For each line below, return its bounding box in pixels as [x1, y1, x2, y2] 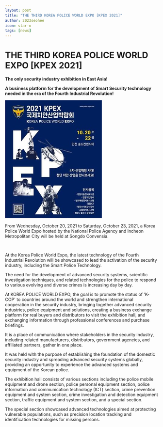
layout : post [5, 8, 32, 13]
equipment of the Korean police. [5, 367, 69, 373]
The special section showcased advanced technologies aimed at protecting [5, 406, 156, 412]
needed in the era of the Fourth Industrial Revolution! [5, 91, 114, 96]
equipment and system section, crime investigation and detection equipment [5, 392, 159, 397]
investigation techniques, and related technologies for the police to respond [5, 277, 156, 283]
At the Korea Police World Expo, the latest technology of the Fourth [5, 252, 139, 258]
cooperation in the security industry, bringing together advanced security [5, 302, 152, 308]
